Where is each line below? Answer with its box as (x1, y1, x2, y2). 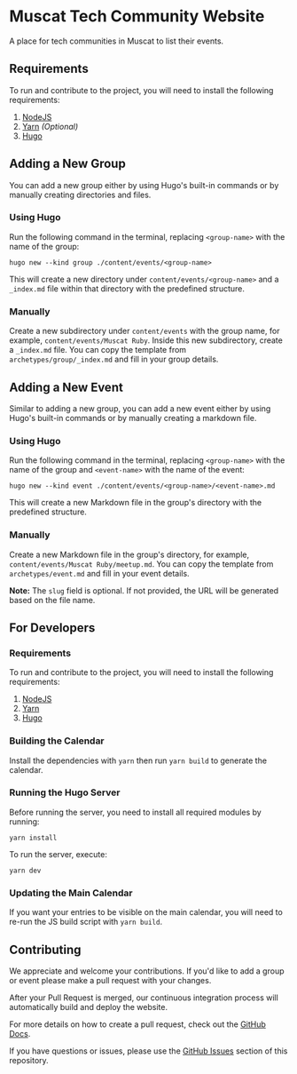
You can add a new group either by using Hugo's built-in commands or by (9, 179, 279, 190)
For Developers (9, 620, 96, 635)
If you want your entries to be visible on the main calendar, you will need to (9, 907, 284, 918)
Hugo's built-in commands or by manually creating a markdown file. (9, 412, 257, 423)
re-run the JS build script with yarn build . (9, 917, 162, 927)
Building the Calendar (9, 735, 105, 747)
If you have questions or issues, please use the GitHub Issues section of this (9, 1046, 288, 1056)
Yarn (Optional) (21, 121, 79, 131)
